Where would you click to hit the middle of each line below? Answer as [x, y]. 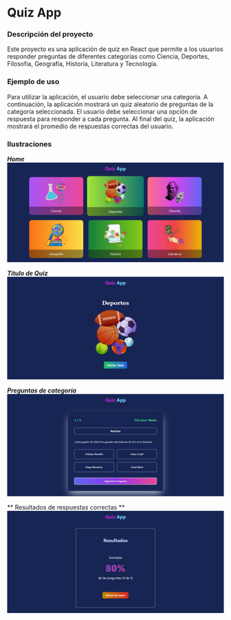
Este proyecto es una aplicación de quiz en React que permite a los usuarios [115, 49]
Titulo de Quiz [27, 273]
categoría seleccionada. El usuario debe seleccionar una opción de [102, 111]
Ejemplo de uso [33, 82]
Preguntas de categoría [42, 390]
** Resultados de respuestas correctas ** [66, 507]
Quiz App [34, 13]
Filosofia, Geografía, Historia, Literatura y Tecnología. [82, 64]
